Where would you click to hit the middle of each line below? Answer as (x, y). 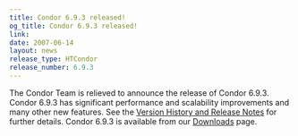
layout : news (34, 51)
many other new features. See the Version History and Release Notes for (143, 112)
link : (19, 34)
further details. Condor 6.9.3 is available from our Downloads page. (133, 121)
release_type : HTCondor (54, 59)
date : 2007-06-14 (42, 42)
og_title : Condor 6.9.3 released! (74, 26)
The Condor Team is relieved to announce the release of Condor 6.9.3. (140, 93)
